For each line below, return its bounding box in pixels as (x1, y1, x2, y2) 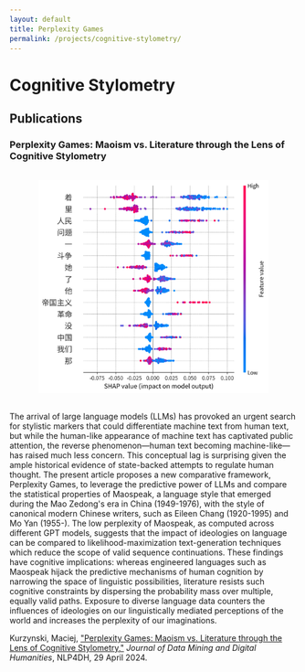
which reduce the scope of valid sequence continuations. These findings (9, 547, 284, 558)
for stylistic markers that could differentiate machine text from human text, (9, 421, 289, 432)
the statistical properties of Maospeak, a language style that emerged (9, 489, 271, 500)
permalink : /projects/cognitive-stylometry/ (9, 34, 182, 43)
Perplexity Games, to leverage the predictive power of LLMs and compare (9, 479, 288, 490)
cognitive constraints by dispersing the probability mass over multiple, (9, 586, 274, 597)
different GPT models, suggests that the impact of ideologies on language (9, 528, 288, 539)
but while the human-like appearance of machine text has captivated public (9, 431, 294, 442)
